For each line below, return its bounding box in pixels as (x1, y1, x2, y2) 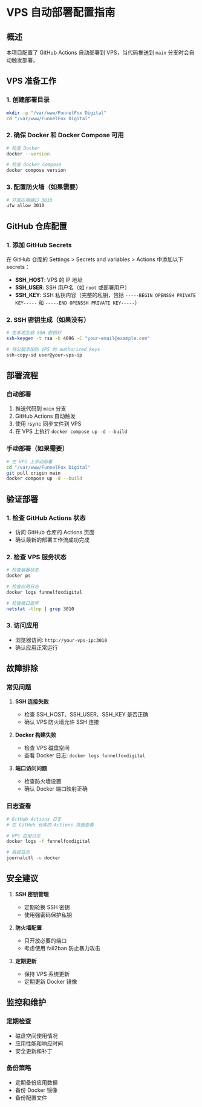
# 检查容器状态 (6, 567, 39, 573)
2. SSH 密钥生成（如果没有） (6, 315, 90, 324)
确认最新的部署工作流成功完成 (15, 536, 90, 543)
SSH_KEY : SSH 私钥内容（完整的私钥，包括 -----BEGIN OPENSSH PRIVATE (15, 291, 197, 298)
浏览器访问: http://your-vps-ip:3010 (15, 636, 108, 644)
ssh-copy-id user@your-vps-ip (6, 352, 83, 358)
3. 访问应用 (6, 621, 39, 630)
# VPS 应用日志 (6, 833, 41, 839)
